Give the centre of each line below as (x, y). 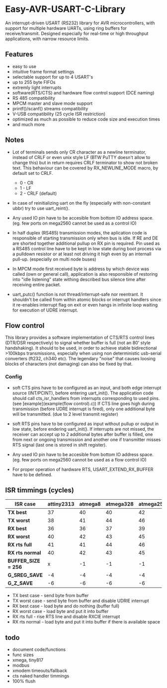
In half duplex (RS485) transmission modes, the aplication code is (80, 232)
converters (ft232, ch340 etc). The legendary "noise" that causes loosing (80, 359)
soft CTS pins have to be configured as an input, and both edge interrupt (87, 387)
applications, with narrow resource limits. (47, 39)
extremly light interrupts (37, 87)
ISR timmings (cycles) (40, 490)
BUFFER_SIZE (24, 561)
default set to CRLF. (33, 173)
